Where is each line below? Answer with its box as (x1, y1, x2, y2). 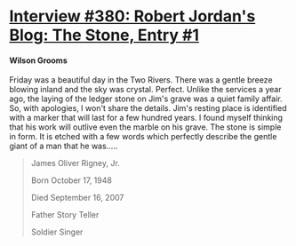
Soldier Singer (30, 226, 84, 237)
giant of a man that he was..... (9, 140, 118, 152)
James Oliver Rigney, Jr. (30, 158, 120, 169)
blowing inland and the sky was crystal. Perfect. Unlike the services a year (9, 84, 282, 95)
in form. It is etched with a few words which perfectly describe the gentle (9, 131, 277, 142)
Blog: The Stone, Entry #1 (9, 25, 200, 45)
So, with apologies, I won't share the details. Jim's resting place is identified (9, 103, 287, 114)
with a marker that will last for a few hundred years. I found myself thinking (9, 113, 283, 123)
